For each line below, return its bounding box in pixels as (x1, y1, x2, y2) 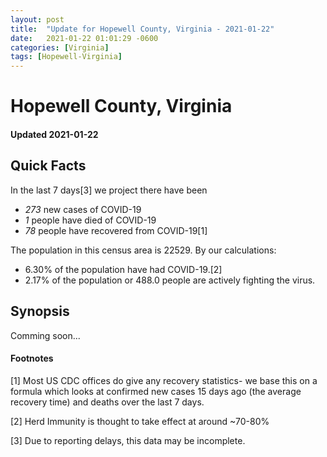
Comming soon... (10, 329, 81, 341)
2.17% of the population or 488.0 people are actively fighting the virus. (24, 274, 316, 286)
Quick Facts (10, 157, 87, 175)
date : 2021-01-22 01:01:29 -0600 (10, 33, 159, 43)
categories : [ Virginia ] (10, 42, 110, 53)
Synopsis (10, 303, 70, 320)
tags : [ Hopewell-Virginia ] (10, 52, 123, 62)
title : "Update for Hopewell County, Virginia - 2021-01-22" (10, 24, 275, 34)
